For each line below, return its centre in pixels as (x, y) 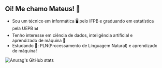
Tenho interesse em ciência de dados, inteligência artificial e (72, 35)
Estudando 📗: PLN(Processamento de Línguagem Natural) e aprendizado (85, 45)
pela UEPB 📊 (25, 28)
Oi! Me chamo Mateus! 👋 (43, 9)
